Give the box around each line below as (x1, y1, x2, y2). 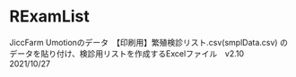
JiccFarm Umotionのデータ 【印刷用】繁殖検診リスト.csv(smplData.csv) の (9, 37, 289, 47)
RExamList (9, 6, 90, 27)
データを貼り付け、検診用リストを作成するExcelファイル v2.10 (9, 47, 245, 59)
